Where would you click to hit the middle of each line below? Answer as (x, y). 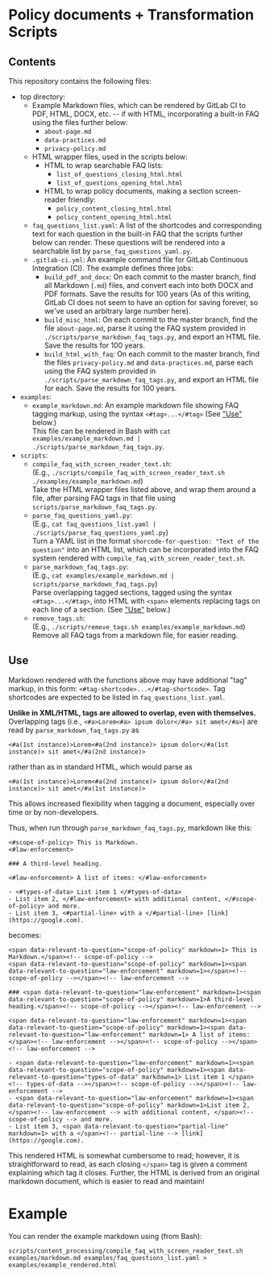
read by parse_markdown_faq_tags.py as (74, 730)
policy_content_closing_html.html (114, 209)
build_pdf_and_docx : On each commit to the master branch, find (150, 277)
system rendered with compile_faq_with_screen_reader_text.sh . (139, 558)
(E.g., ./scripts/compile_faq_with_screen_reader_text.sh (129, 472)
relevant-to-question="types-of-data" (73, 1077)
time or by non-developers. (54, 812)
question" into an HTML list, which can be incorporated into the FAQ (145, 549)
